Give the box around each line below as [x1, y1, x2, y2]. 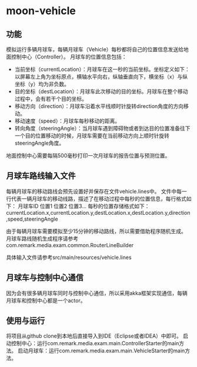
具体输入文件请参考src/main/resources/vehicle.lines [6, 254, 132, 261]
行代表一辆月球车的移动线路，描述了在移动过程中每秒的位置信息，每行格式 [6, 195, 186, 202]
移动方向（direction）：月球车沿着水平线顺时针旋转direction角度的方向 [14, 103, 184, 110]
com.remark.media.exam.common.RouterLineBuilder [6, 241, 134, 248]
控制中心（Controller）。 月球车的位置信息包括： [11, 53, 128, 60]
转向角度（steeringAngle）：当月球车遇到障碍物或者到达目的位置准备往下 [14, 125, 191, 132]
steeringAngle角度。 [14, 140, 65, 146]
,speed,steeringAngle [6, 215, 58, 222]
